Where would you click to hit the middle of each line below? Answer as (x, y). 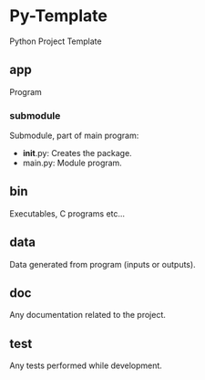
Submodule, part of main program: (74, 136)
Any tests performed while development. (86, 365)
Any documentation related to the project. (88, 315)
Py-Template (58, 16)
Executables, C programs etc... (67, 213)
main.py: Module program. (72, 163)
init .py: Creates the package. (77, 153)
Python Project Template (56, 41)
